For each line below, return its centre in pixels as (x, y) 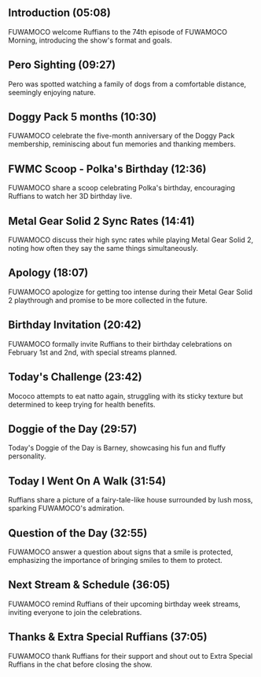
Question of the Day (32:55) (78, 533)
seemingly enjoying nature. (52, 92)
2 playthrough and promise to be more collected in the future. (108, 300)
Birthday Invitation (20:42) (75, 325)
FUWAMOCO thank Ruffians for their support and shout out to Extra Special (130, 656)
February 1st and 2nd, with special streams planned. (92, 352)
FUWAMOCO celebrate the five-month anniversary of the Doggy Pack (121, 136)
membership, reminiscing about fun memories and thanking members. (122, 144)
